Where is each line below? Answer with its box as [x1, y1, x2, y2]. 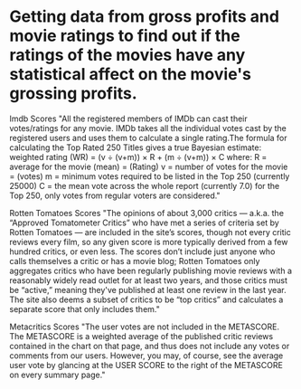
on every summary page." [9, 369, 106, 380]
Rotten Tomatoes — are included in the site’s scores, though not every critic [9, 226, 291, 237]
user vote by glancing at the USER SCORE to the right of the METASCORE [9, 359, 283, 370]
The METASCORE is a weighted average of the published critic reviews [9, 330, 274, 341]
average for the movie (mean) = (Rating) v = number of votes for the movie [9, 161, 288, 172]
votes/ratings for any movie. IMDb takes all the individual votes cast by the [9, 122, 287, 133]
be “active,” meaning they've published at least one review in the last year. [9, 284, 287, 295]
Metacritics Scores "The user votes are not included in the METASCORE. [9, 321, 280, 332]
